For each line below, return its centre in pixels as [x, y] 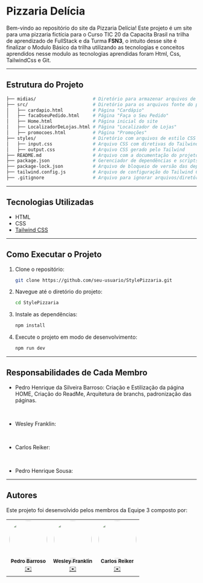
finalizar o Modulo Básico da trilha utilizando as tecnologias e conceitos [95, 47]
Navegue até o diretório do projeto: [59, 291]
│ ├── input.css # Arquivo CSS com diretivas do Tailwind [102, 144]
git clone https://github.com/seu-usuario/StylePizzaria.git [94, 280]
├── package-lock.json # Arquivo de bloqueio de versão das [97, 167]
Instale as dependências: [46, 315]
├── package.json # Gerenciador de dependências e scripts [102, 161]
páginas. [26, 400]
